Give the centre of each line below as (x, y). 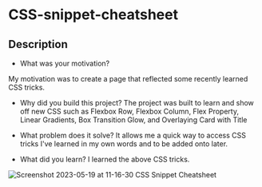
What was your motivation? (65, 63)
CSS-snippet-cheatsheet (93, 15)
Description (38, 44)
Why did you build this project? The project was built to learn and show (137, 103)
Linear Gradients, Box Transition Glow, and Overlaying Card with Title (133, 120)
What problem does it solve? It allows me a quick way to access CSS (133, 135)
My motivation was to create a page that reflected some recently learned (128, 79)
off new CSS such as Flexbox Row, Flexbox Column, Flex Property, (129, 111)
